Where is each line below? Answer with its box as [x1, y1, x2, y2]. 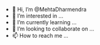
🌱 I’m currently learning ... [12, 19, 77, 26]
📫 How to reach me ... [12, 32, 68, 39]
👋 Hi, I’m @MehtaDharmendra [12, 6, 87, 13]
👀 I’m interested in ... [12, 12, 64, 19]
